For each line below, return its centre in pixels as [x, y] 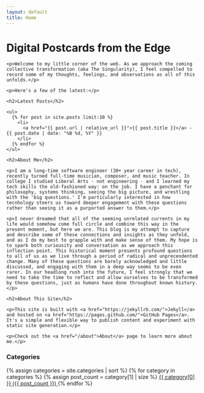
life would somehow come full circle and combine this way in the [93, 224]
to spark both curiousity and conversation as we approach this [90, 246]
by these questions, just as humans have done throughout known [90, 283]
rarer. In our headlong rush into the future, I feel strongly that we [99, 272]
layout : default [27, 12]
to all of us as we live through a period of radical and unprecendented [102, 256]
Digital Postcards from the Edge [89, 48]
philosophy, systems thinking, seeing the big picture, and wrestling [98, 192]
